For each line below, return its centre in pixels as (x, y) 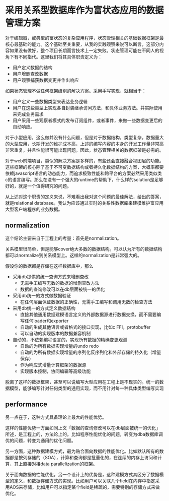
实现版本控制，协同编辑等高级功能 (55, 371)
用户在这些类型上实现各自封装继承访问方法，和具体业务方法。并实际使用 (87, 108)
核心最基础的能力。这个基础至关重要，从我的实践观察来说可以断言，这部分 (82, 44)
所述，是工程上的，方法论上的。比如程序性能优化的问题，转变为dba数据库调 (84, 434)
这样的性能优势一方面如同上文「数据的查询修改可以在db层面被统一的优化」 (83, 428)
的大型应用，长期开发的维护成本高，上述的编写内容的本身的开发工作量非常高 (84, 144)
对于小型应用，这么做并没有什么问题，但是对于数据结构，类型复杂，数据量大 (84, 137)
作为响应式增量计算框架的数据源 (53, 365)
